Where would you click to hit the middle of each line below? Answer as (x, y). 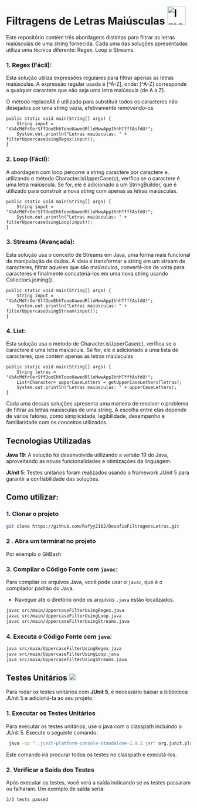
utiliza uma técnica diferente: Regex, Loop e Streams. (70, 49)
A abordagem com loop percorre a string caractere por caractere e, (88, 172)
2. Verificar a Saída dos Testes (50, 770)
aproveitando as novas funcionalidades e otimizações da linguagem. (89, 461)
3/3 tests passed (27, 799)
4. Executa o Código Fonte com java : (59, 636)
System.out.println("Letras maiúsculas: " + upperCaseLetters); (97, 388)
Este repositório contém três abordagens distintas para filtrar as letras (91, 37)
